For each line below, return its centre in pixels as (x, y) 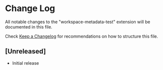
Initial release (25, 63)
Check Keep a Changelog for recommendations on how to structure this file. (82, 36)
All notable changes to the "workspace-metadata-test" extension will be (78, 22)
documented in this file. (29, 27)
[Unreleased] (26, 51)
